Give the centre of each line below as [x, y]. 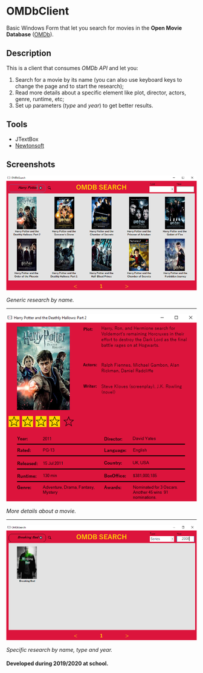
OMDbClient [38, 11]
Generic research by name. [40, 300]
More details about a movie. [41, 511]
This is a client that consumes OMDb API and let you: [72, 68]
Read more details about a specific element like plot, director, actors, [100, 93]
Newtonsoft [29, 145]
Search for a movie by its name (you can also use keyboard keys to [98, 79]
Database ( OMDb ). [30, 34]
